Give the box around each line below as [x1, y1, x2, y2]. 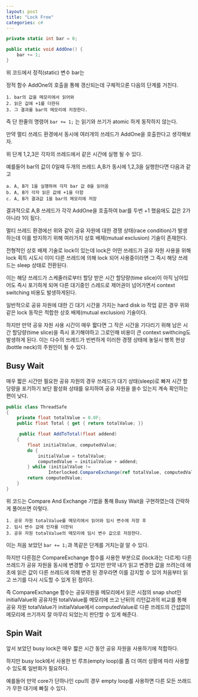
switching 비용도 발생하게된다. [6, 289, 77, 296]
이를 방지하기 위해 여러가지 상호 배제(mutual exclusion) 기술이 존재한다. [21, 234, 187, 241]
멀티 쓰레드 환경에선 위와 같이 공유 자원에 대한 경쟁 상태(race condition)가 [6, 227, 177, 234]
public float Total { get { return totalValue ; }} [16, 421, 144, 426]
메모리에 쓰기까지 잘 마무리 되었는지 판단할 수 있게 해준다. [6, 611, 138, 618]
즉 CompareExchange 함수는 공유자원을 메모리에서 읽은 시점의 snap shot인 [6, 588, 181, 595]
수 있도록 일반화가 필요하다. [6, 665, 70, 672]
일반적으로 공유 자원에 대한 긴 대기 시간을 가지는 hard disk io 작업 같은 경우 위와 [6, 301, 190, 308]
